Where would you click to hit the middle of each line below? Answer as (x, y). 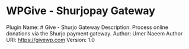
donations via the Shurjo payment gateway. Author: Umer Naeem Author (94, 33)
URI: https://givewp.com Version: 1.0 (50, 40)
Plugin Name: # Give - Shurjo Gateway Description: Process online (87, 27)
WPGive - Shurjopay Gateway (81, 11)
